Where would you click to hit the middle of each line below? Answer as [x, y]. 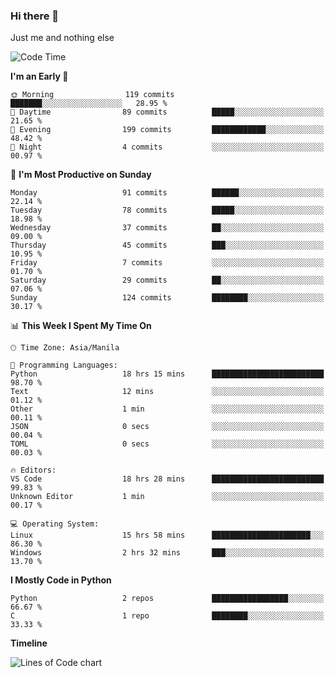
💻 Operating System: [55, 524]
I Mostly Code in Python [61, 580]
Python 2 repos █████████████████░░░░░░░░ [167, 599]
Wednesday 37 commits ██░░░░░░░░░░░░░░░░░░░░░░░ [167, 228]
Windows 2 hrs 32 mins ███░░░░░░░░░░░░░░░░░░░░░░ [167, 553]
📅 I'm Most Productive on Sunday [81, 175]
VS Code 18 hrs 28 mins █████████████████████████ [167, 479]
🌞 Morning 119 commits [92, 95]
